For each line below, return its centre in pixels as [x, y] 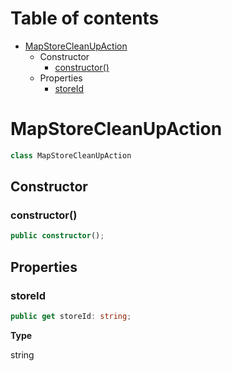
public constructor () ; [57, 236]
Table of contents [85, 18]
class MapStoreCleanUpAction [71, 155]
